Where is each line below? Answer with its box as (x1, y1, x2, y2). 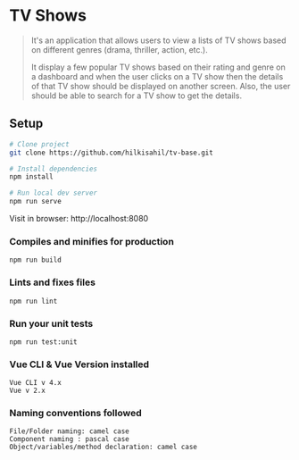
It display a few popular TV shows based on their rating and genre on (30, 62, 286, 72)
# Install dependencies (9, 164, 98, 173)
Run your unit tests (9, 317, 94, 330)
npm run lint (9, 297, 58, 305)
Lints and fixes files (9, 276, 96, 289)
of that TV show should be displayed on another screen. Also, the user (30, 80, 291, 91)
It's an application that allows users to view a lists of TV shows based (30, 35, 287, 46)
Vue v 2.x (9, 386, 46, 396)
